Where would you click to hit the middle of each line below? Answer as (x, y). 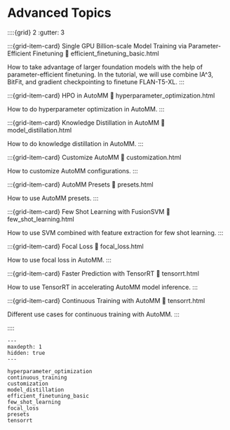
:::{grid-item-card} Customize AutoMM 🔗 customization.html (94, 157)
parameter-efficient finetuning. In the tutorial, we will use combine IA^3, (110, 74)
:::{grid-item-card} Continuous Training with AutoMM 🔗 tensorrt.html (106, 300)
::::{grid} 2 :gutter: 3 (36, 32)
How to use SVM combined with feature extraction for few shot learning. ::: (115, 232)
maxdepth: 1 (25, 347)
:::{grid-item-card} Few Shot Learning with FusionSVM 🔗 (89, 211)
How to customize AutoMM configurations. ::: (73, 170)
